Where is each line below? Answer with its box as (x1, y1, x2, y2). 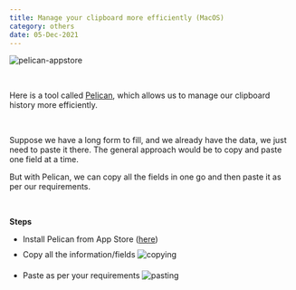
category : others (9, 22, 75, 31)
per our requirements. (9, 181, 91, 192)
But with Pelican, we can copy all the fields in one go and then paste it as (9, 171, 282, 182)
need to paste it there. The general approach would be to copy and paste (9, 144, 282, 155)
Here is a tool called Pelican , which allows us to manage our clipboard (9, 90, 271, 101)
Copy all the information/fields (22, 249, 136, 260)
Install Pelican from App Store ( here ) (22, 234, 158, 245)
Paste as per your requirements (22, 270, 140, 281)
